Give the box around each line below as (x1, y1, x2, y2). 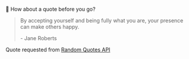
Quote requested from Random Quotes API (5, 46, 111, 53)
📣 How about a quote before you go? (5, 6, 96, 12)
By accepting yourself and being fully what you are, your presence (20, 17, 184, 24)
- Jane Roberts (20, 35, 57, 41)
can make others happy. (20, 24, 80, 30)
